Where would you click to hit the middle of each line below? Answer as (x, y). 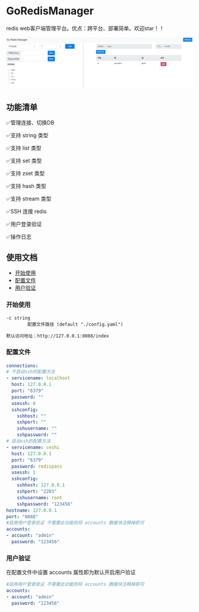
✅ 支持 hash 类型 (26, 186)
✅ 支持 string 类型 (27, 135)
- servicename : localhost (38, 378)
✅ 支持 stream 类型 (29, 199)
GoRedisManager (50, 11)
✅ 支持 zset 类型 (26, 174)
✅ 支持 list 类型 (24, 148)
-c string (18, 318)
